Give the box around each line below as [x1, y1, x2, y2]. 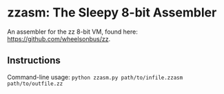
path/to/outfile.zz [7, 80, 63, 87]
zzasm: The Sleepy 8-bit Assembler [7, 5, 217, 21]
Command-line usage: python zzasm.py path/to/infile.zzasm [7, 73, 183, 81]
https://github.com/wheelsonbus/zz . [7, 34, 111, 43]
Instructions [7, 55, 61, 67]
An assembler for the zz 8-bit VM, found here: [7, 27, 138, 36]
